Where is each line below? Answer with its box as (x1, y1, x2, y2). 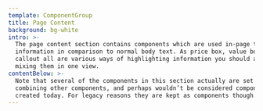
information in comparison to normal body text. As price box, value (15, 48, 247, 55)
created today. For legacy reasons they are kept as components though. (15, 91, 258, 99)
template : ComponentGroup (8, 11, 92, 20)
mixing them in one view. (15, 63, 100, 70)
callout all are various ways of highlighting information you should (15, 55, 250, 63)
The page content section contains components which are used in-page (15, 41, 250, 48)
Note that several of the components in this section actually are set (15, 77, 254, 84)
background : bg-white (8, 26, 79, 34)
